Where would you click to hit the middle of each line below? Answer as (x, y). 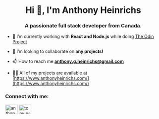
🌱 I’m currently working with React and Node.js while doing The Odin (83, 36)
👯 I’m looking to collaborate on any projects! (58, 51)
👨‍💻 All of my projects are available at (50, 73)
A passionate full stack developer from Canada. (83, 26)
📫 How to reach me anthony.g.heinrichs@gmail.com (68, 61)
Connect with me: (27, 97)
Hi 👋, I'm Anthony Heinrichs (83, 10)
